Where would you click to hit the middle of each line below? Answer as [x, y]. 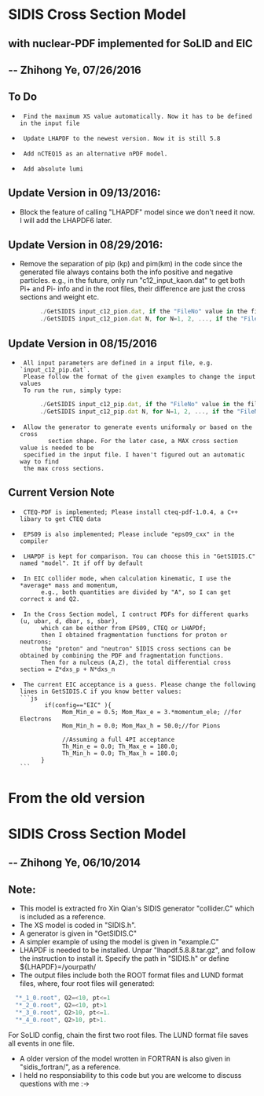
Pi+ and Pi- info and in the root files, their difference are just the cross [132, 289]
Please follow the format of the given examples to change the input [139, 376]
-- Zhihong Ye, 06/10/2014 [75, 863]
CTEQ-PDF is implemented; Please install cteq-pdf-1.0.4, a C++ [130, 512]
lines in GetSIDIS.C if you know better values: [101, 691]
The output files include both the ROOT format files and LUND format [131, 975]
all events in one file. [41, 1043]
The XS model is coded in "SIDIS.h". [78, 926]
